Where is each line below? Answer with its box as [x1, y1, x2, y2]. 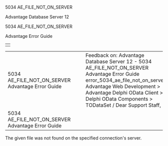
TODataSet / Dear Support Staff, [85, 102, 161, 109]
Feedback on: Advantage [85, 52, 144, 59]
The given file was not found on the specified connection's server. [5, 135, 142, 141]
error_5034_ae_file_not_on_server [85, 77, 166, 84]
